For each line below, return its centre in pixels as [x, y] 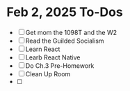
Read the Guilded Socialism [65, 41]
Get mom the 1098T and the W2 [71, 32]
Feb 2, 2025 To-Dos [65, 12]
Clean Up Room [48, 73]
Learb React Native [53, 57]
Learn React [43, 49]
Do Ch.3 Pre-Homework [60, 65]
